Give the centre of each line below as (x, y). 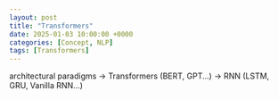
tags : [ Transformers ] (49, 51)
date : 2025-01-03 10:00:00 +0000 (71, 34)
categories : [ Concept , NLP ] (61, 42)
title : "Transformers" (51, 26)
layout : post (33, 17)
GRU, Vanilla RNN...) (46, 86)
